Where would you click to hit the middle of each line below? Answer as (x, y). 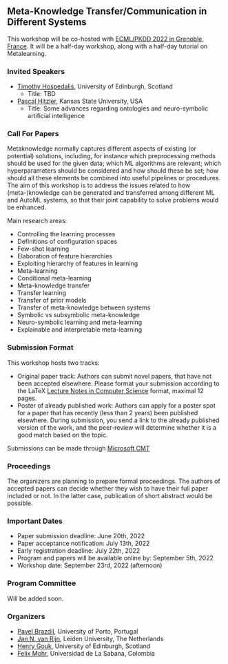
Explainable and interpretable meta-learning (80, 330)
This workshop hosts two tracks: (53, 363)
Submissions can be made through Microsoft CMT (79, 448)
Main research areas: (37, 221)
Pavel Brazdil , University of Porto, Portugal (77, 631)
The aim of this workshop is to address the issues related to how (99, 185)
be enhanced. (27, 207)
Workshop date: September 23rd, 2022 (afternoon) (90, 565)
